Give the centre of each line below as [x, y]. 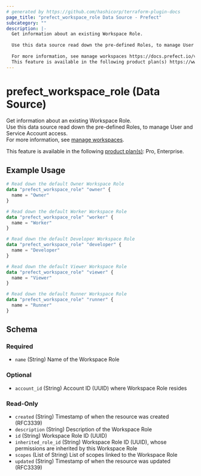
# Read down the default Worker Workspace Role [67, 211]
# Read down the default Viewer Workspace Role [67, 266]
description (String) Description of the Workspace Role [83, 429]
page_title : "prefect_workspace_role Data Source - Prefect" [84, 17]
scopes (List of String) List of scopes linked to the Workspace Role [96, 455]
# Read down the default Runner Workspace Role [67, 294]
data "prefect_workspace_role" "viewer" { [60, 272]
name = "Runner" [32, 305]
